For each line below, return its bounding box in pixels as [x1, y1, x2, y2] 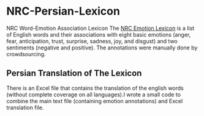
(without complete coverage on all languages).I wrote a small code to [6, 90, 181, 98]
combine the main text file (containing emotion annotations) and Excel [6, 97, 183, 104]
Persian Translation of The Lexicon [6, 68, 142, 79]
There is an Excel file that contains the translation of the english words [6, 84, 184, 92]
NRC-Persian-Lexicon [6, 4, 121, 18]
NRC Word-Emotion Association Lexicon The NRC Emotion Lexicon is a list [6, 24, 195, 32]
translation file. [6, 104, 44, 111]
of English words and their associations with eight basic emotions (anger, [6, 31, 191, 38]
